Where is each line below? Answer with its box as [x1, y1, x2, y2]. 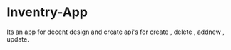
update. [6, 35, 29, 43]
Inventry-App [6, 4, 88, 20]
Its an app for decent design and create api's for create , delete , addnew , [6, 27, 225, 36]
